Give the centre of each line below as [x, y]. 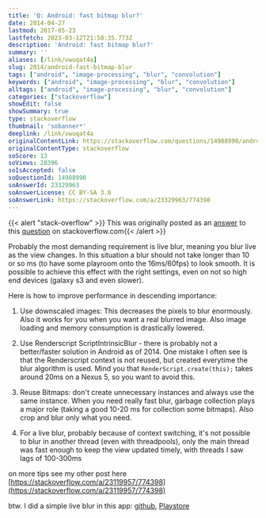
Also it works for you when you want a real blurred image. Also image [133, 319]
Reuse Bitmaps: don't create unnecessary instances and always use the [137, 392]
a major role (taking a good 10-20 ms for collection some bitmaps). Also [137, 409]
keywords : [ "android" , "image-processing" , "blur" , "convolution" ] [122, 82]
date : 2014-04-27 [37, 23]
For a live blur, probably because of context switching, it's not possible [135, 432]
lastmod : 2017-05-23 [42, 30]
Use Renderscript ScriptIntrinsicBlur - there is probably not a [118, 343]
